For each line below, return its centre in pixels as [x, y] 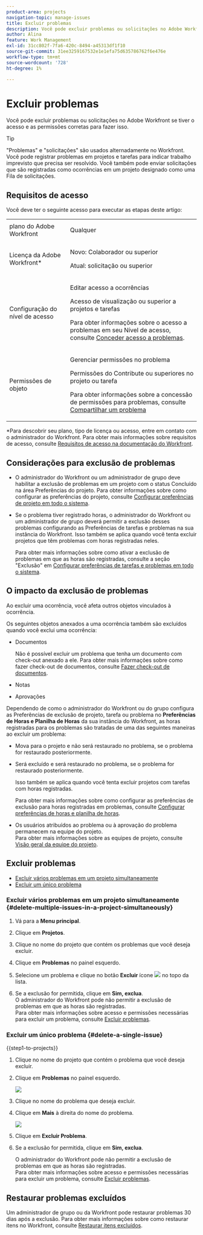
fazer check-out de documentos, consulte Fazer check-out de [92, 666]
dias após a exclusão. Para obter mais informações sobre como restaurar [97, 1219]
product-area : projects [36, 12]
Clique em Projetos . [40, 932]
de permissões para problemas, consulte [128, 402]
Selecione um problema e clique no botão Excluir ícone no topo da [102, 975]
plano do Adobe [32, 226]
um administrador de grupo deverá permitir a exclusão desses [92, 521]
